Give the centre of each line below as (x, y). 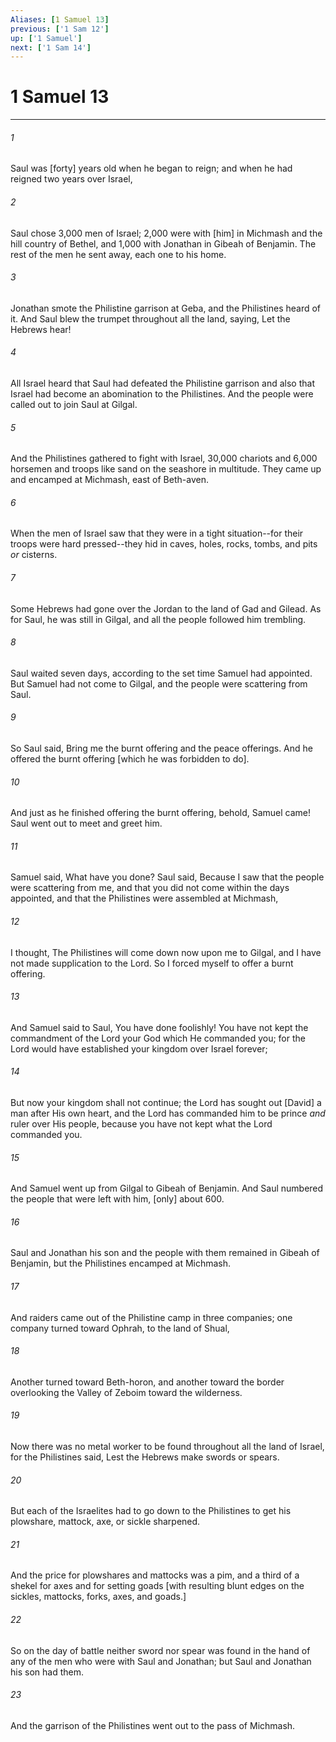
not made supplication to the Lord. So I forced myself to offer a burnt (152, 963)
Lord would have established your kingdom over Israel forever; (139, 1048)
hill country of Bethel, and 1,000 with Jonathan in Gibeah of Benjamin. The (163, 243)
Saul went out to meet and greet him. (86, 823)
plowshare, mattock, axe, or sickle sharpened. (105, 1522)
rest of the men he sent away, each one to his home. (118, 254)
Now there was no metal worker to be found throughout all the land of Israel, (167, 1447)
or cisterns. (34, 555)
